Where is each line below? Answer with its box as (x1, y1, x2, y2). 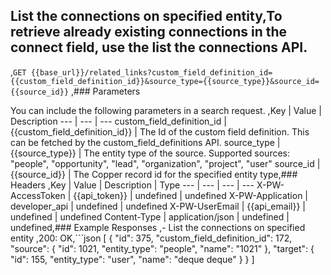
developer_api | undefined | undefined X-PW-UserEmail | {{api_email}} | (10, 200, 306, 212)
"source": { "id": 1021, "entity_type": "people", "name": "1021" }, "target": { (10, 242, 315, 254)
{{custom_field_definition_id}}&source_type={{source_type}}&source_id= (10, 76, 320, 86)
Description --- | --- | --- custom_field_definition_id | (10, 115, 227, 127)
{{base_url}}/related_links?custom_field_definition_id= (30, 67, 273, 78)
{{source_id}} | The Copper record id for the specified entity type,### (10, 168, 298, 180)
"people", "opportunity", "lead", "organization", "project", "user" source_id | (10, 157, 321, 169)
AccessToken (10, 189, 66, 201)
